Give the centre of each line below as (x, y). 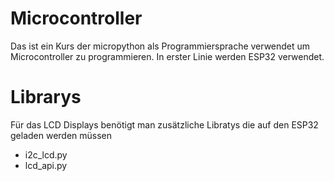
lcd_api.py (46, 165)
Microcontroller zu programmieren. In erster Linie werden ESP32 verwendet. (167, 56)
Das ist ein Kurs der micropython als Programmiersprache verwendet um (160, 46)
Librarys (46, 97)
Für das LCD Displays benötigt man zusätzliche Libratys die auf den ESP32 (164, 124)
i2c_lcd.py (46, 154)
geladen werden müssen (61, 135)
